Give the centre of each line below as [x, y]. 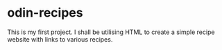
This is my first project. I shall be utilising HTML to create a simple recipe [111, 32]
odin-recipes [45, 13]
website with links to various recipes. [60, 39]
